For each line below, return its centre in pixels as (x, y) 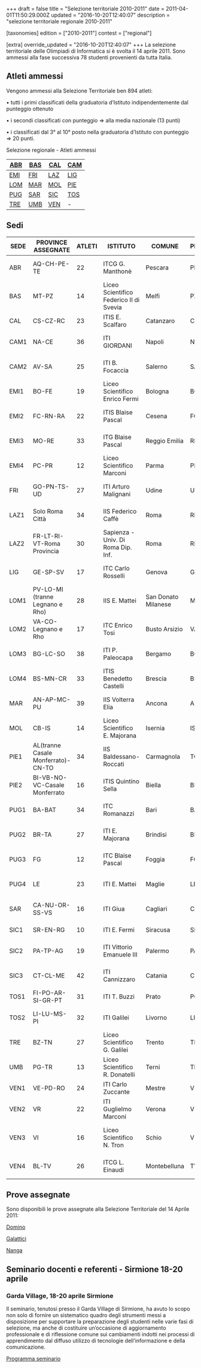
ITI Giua (114, 908)
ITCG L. (114, 1162)
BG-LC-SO (49, 653)
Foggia (155, 859)
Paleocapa (118, 658)
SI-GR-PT (48, 1000)
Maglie (155, 884)
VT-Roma (47, 544)
